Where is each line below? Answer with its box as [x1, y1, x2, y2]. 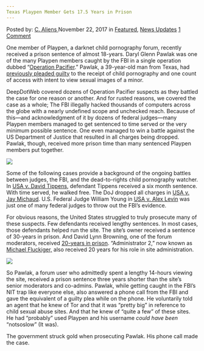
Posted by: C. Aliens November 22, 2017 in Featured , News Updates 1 [6, 26, 181, 33]
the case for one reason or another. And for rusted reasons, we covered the [6, 94, 196, 102]
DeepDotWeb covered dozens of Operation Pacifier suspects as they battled [6, 88, 199, 95]
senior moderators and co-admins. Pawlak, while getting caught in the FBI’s [6, 282, 196, 289]
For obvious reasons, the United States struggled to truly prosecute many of [6, 214, 197, 221]
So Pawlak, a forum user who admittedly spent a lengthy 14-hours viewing [6, 269, 193, 276]
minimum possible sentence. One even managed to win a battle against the [6, 127, 195, 134]
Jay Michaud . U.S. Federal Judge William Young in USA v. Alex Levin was [6, 195, 190, 203]
